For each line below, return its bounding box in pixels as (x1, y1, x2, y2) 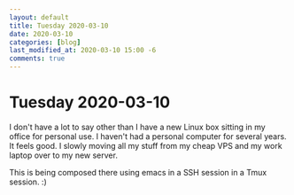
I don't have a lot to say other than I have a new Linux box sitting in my (9, 121, 266, 132)
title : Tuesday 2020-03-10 (9, 21, 109, 30)
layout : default (9, 12, 69, 22)
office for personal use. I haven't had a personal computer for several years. (9, 130, 287, 142)
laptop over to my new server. (9, 150, 118, 160)
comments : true (9, 54, 66, 63)
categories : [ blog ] (9, 37, 81, 47)
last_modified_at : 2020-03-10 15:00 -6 (9, 46, 157, 55)
